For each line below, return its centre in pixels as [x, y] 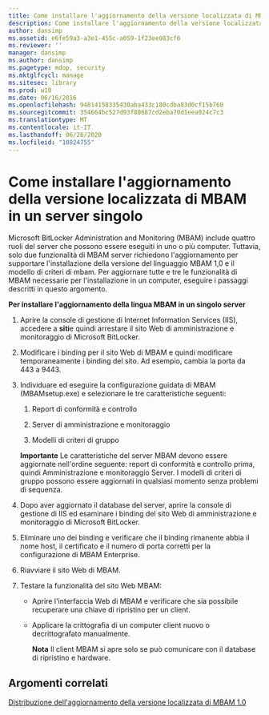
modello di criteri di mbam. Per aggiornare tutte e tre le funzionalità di [123, 272]
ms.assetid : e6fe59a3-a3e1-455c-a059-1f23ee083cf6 [94, 38]
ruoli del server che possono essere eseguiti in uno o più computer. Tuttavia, [134, 247]
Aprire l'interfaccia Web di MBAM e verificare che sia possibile [135, 601]
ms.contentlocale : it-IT [50, 127]
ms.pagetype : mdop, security [57, 68]
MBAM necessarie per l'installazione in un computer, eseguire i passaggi [128, 280]
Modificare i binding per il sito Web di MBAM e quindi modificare [126, 352]
